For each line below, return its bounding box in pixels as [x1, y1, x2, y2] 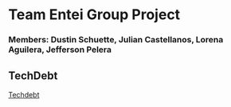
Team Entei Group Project [8, 6, 181, 24]
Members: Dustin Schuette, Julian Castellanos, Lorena [8, 34, 224, 46]
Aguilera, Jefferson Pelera [8, 44, 112, 55]
